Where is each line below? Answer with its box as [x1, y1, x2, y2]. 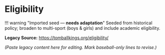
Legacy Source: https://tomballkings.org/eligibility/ [4, 35, 109, 41]
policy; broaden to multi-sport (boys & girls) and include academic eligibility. [4, 25, 161, 31]
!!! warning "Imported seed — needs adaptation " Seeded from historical [4, 20, 153, 26]
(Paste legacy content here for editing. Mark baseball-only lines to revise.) [4, 44, 157, 50]
